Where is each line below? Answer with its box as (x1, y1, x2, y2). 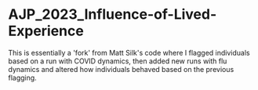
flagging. (8, 73, 37, 82)
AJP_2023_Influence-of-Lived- (8, 5, 217, 23)
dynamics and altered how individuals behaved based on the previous (8, 64, 234, 74)
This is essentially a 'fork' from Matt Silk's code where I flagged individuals (8, 48, 250, 57)
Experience (8, 22, 84, 40)
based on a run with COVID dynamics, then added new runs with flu (8, 56, 227, 66)
